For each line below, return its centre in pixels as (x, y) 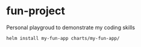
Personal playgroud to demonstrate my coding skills (71, 27)
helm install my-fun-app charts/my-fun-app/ (63, 38)
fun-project (36, 11)
